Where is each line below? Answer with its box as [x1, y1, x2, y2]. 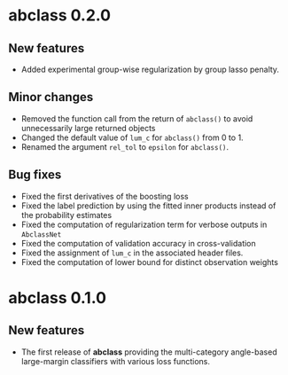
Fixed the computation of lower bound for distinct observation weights [20, 256, 278, 267]
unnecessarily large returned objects [20, 122, 156, 133]
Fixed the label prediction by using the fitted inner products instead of [20, 200, 276, 211]
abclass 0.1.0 [8, 287, 107, 308]
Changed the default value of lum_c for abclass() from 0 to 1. [20, 132, 245, 143]
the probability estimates [20, 209, 113, 220]
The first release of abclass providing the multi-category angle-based [20, 347, 277, 357]
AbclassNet [20, 230, 62, 239]
